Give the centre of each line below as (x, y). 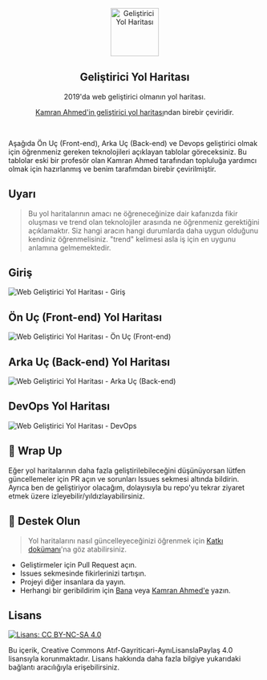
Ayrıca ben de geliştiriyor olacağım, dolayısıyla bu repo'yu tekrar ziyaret (127, 487)
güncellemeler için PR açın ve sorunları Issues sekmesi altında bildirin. (124, 478)
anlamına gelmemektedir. (69, 247)
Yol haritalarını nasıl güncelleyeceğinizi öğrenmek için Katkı (125, 540)
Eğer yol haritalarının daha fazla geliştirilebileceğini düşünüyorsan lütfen (127, 470)
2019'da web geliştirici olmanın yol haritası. (135, 96)
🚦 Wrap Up (35, 451)
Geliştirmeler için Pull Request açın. (78, 564)
